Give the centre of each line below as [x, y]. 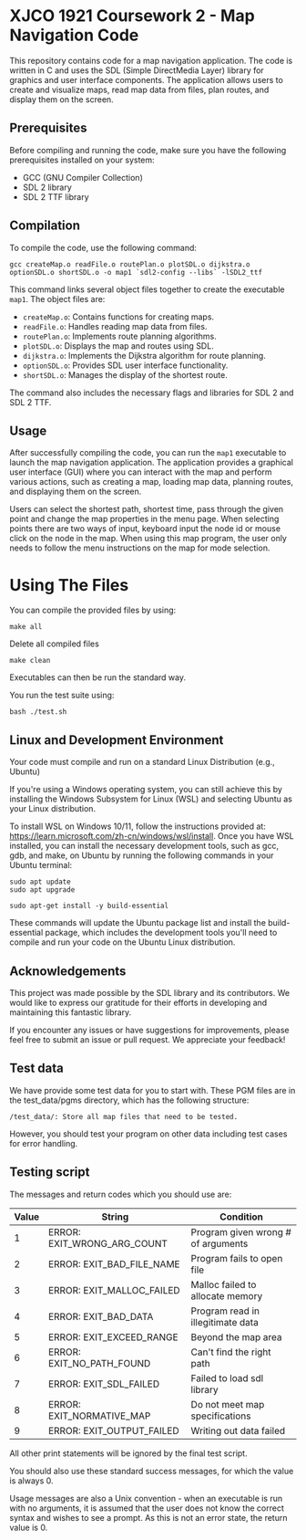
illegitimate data [225, 1322]
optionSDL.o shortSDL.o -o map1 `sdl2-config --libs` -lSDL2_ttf [136, 272]
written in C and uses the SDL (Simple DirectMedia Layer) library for [137, 70]
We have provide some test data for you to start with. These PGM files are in [153, 1090]
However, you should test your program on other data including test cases [148, 1134]
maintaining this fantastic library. [71, 1012]
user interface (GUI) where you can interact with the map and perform [141, 472]
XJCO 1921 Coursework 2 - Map [132, 16]
